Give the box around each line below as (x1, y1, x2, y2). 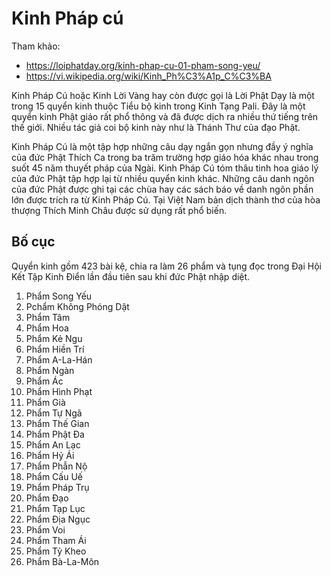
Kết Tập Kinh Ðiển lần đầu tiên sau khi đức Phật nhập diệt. (11, 270, 251, 282)
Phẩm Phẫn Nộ (25, 460, 88, 472)
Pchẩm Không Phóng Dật (25, 300, 130, 312)
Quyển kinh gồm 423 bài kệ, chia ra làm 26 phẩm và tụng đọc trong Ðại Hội (11, 260, 322, 272)
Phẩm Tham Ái (25, 534, 87, 546)
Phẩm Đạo (25, 492, 69, 504)
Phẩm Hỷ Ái (25, 449, 75, 461)
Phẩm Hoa (25, 322, 69, 334)
